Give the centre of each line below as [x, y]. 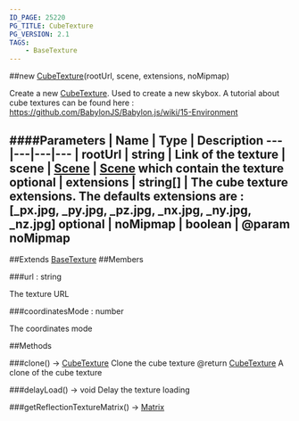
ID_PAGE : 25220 [37, 17]
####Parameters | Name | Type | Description [137, 140]
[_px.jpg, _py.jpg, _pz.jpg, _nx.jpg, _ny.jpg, [130, 210]
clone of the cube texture [56, 372]
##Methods [30, 345]
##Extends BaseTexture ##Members [77, 259]
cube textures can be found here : [72, 103]
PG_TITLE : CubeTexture [51, 26]
